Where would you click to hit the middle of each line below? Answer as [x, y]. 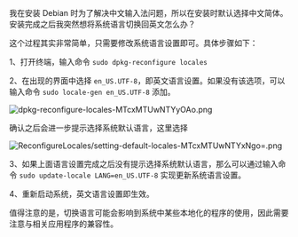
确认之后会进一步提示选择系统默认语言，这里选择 [98, 128]
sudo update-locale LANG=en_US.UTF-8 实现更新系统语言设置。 [133, 175]
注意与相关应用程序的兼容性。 [63, 224]
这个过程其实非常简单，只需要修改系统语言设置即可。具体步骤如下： [133, 43]
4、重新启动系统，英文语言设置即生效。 [82, 194]
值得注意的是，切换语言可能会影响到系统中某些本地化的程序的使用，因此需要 [149, 213]
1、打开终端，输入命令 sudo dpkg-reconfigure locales [109, 62]
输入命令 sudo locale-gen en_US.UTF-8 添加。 [92, 92]
